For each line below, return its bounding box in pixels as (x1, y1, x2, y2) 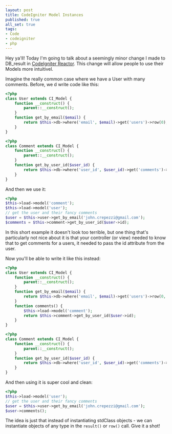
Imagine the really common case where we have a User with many (5, 75, 145, 82)
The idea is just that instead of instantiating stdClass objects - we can (5, 418, 152, 424)
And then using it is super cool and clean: (5, 379, 93, 385)
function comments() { (14, 303, 63, 308)
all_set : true (5, 22, 36, 27)
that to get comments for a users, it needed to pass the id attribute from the (5, 240, 165, 246)
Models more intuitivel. (5, 66, 54, 72)
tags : (5, 27, 17, 32)
